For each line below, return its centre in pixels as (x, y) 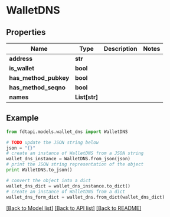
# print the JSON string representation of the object (75, 164)
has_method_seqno (37, 88)
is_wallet (22, 68)
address (21, 59)
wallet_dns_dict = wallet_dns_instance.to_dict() (68, 186)
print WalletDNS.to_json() (39, 170)
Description (120, 49)
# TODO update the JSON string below (53, 142)
